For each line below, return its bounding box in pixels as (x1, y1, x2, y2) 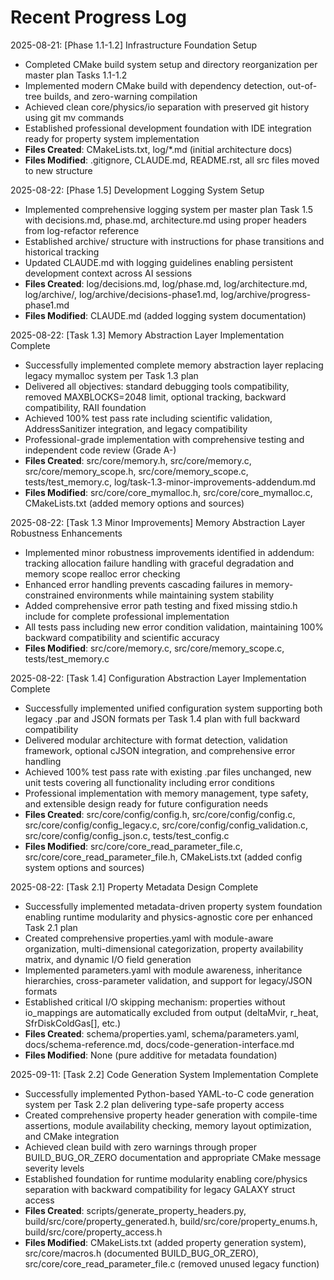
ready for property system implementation (24, 132, 200, 145)
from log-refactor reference (24, 224, 140, 236)
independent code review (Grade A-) (24, 444, 177, 456)
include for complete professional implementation (24, 610, 230, 622)
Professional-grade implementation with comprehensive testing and (24, 433, 305, 445)
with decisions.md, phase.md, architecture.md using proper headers (24, 214, 308, 226)
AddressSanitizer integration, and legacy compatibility (24, 422, 248, 435)
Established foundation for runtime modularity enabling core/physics (24, 1172, 308, 1185)
